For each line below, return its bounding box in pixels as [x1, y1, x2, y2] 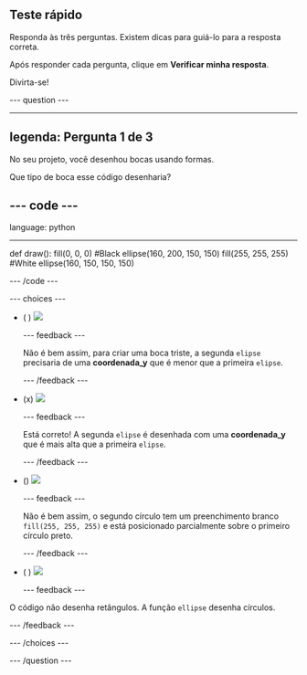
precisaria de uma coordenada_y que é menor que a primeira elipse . [22, 357, 283, 368]
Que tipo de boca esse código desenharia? [9, 171, 172, 182]
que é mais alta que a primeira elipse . [22, 438, 166, 450]
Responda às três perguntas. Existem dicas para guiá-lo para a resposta [9, 31, 281, 42]
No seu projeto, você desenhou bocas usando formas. [9, 153, 215, 164]
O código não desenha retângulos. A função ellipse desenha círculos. [9, 602, 276, 613]
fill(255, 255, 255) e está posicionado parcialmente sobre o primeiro [22, 521, 291, 532]
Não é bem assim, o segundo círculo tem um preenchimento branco [22, 511, 280, 522]
